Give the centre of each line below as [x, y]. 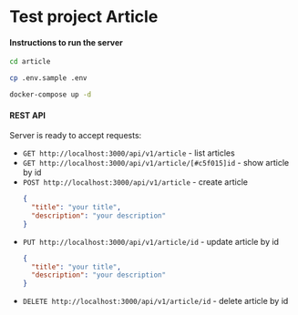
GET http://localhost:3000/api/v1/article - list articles [128, 153]
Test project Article [84, 17]
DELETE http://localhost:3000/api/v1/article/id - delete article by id [155, 301]
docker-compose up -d [51, 95]
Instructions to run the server [66, 42]
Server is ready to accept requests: [76, 136]
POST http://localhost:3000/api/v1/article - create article [135, 182]
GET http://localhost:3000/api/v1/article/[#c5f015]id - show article [156, 163]
